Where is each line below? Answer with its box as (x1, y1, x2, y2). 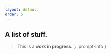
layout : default (5, 7, 38, 12)
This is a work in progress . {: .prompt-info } (17, 43, 107, 50)
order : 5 (5, 12, 23, 17)
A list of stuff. (5, 30, 48, 39)
